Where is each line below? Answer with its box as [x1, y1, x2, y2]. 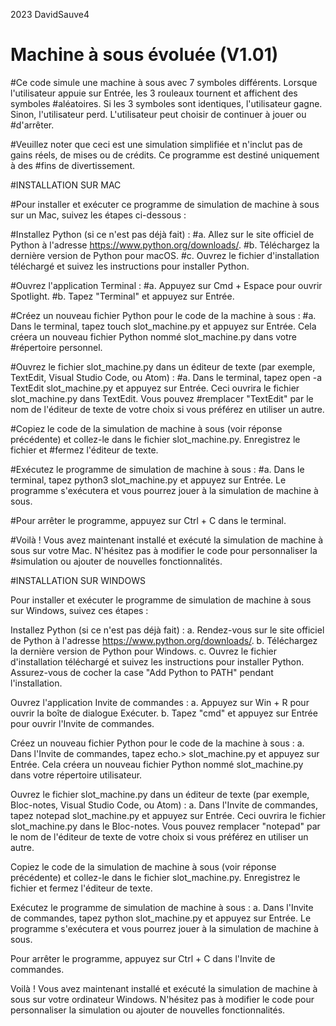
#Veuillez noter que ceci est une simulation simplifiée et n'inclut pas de [10, 138, 303, 150]
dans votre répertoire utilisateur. [10, 769, 143, 781]
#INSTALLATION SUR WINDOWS [10, 574, 146, 586]
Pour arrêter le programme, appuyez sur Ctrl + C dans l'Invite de [10, 952, 276, 964]
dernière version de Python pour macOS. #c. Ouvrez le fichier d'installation [10, 249, 320, 261]
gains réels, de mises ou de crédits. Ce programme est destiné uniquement [10, 149, 320, 161]
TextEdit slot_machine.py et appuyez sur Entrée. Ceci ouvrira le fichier [10, 382, 300, 394]
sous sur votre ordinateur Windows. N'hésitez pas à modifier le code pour [10, 993, 315, 1005]
